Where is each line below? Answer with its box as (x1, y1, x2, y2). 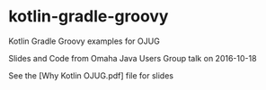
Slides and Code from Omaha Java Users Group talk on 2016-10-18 (8, 53, 257, 63)
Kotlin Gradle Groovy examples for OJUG (8, 36, 161, 46)
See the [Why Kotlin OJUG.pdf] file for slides (8, 70, 174, 81)
